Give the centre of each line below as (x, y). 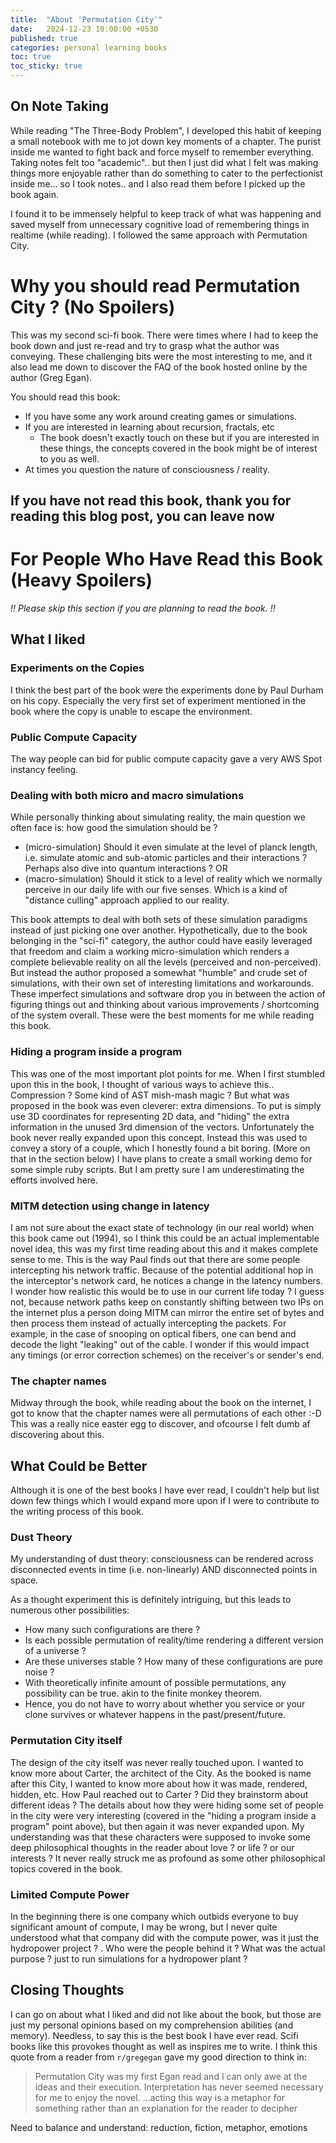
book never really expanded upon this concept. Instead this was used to (159, 1137)
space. (24, 1580)
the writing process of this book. (77, 1512)
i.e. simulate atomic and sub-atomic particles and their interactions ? (166, 858)
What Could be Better (79, 1466)
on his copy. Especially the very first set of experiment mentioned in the (158, 700)
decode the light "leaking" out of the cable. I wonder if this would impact (160, 1344)
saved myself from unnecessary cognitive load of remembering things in (160, 224)
